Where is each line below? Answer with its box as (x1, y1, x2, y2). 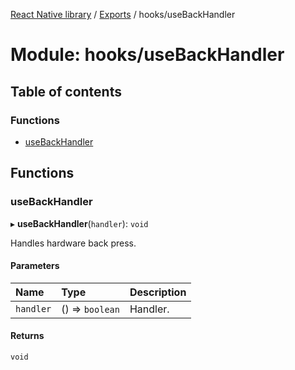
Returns (10, 330, 45, 342)
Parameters (10, 260, 60, 272)
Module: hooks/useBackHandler (10, 44, 285, 66)
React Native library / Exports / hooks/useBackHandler (10, 9, 236, 20)
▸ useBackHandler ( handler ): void (10, 217, 149, 229)
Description (129, 285, 187, 299)
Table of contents (10, 83, 122, 100)
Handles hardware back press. (10, 237, 137, 249)
